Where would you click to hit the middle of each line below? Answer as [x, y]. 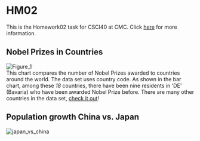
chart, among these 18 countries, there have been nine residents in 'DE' [94, 85]
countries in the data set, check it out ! [53, 98]
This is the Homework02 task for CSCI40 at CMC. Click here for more [92, 27]
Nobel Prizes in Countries [55, 52]
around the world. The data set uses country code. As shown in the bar [94, 79]
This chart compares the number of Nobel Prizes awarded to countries [93, 73]
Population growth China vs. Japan [73, 117]
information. [21, 33]
